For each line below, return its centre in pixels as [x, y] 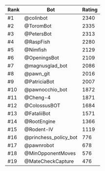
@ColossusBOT [42, 106]
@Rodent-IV [39, 129]
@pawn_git [37, 74]
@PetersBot [38, 34]
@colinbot [36, 18]
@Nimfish [36, 50]
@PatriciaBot [39, 82]
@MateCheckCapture [49, 161]
